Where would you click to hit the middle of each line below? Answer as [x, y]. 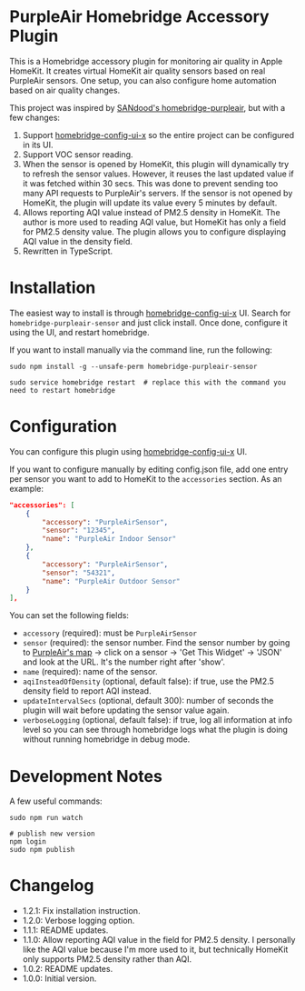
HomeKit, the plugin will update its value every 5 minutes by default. [150, 203]
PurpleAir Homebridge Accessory [139, 17]
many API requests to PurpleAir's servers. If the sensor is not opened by [157, 193]
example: [26, 488]
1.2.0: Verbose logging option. [79, 921]
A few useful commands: [56, 801]
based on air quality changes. [65, 90]
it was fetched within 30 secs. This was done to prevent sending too [150, 183]
